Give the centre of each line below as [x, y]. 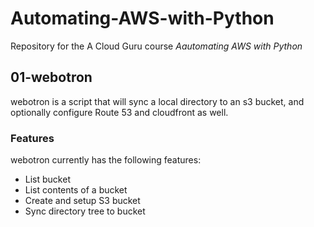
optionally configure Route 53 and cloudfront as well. [119, 112]
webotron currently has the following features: [106, 160]
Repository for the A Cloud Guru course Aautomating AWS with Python [156, 46]
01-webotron [51, 77]
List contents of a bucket [76, 190]
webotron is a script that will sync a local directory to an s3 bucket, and [157, 101]
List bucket [47, 179]
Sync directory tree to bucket [85, 211]
